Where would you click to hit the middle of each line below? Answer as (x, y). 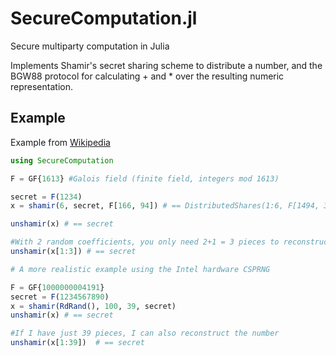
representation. (41, 86)
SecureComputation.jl (104, 18)
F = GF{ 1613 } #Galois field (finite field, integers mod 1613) (145, 178)
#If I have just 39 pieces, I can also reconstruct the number (145, 333)
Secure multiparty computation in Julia (90, 46)
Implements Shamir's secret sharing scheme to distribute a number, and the (166, 65)
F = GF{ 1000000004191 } (57, 287)
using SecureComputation (62, 160)
